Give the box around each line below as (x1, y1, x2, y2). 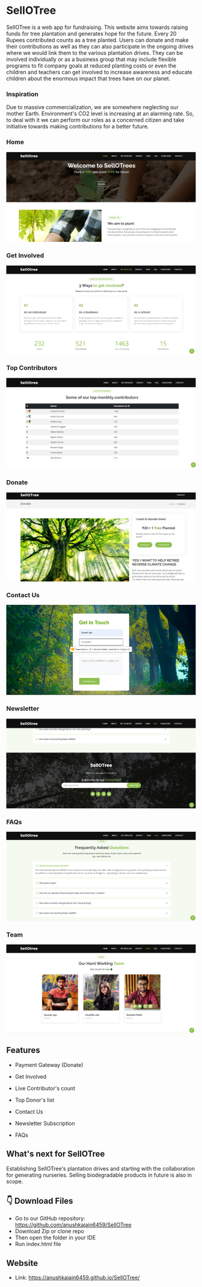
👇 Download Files (6, 1196, 73, 1206)
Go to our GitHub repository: (14, 1215, 86, 1222)
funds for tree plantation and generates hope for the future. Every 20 (6, 30, 177, 37)
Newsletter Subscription (14, 1119, 75, 1127)
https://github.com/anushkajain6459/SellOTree (14, 1221, 132, 1228)
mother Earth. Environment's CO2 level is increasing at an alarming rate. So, (6, 110, 194, 118)
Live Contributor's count (14, 1084, 76, 1092)
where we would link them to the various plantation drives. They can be (6, 49, 183, 56)
